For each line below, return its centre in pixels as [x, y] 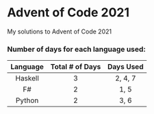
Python [27, 100]
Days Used [125, 67]
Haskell [27, 79]
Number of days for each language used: [76, 49]
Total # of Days [76, 67]
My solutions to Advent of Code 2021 [59, 31]
